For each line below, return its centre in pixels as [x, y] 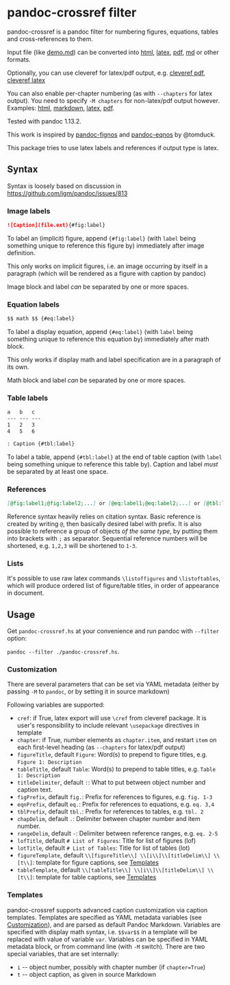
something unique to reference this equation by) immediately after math [108, 339]
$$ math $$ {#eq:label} [41, 319]
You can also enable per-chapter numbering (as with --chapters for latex [110, 93]
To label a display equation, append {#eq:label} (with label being [100, 332]
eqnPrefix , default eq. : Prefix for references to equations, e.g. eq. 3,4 [115, 805]
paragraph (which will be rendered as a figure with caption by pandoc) [107, 273]
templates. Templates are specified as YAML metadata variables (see [104, 917]
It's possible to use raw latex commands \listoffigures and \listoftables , [114, 578]
